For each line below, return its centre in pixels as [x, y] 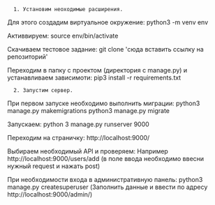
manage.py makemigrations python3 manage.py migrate [88, 111]
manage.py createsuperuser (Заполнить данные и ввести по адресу [107, 187]
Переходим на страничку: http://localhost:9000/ [79, 138]
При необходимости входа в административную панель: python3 [105, 180]
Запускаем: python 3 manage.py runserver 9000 [79, 124]
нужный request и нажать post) [54, 166]
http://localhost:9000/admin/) [50, 194]
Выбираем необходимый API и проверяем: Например [88, 151]
